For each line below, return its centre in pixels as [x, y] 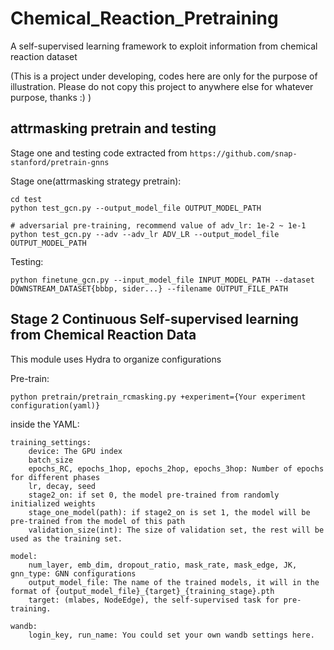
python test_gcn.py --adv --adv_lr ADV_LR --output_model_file [145, 234]
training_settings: [51, 442]
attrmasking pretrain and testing [113, 128]
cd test [26, 199]
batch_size [51, 460]
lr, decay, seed [62, 486]
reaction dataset [44, 56]
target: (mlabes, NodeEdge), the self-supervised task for [154, 600]
